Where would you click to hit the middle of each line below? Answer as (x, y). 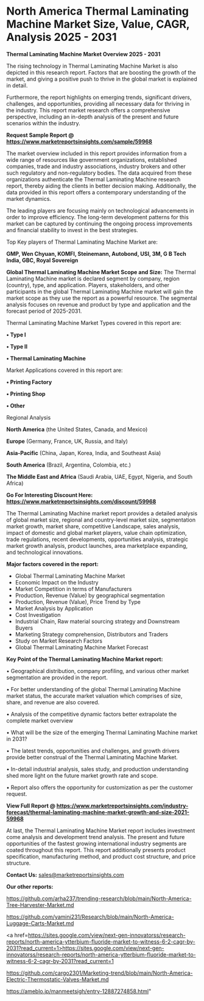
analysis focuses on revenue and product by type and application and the (98, 304)
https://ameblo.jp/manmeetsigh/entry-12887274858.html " (79, 991)
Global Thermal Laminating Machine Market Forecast (82, 647)
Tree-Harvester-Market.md (40, 905)
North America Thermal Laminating (98, 11)
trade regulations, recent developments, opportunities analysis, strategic (97, 539)
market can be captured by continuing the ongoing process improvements (100, 224)
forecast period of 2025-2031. (44, 311)
